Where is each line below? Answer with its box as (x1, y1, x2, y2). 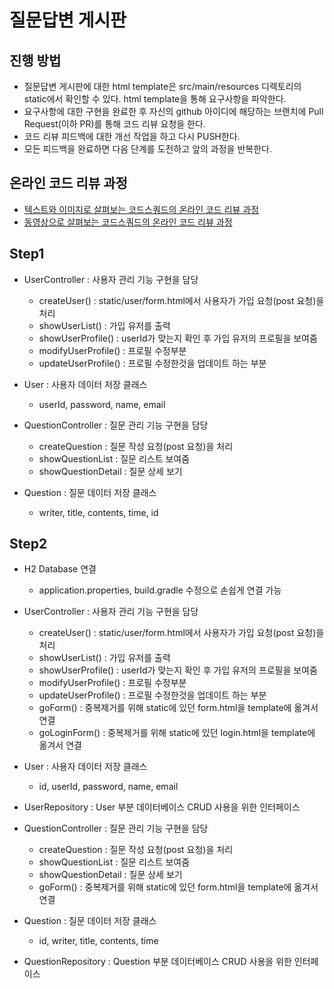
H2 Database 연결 (23, 563, 97, 575)
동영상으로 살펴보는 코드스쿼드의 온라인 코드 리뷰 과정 (23, 216, 233, 228)
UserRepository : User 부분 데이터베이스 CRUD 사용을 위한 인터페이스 (23, 801, 301, 813)
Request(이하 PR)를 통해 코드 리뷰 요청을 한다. (23, 118, 206, 130)
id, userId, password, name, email (38, 781, 179, 793)
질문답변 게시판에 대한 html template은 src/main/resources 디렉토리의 (23, 81, 302, 92)
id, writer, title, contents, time (38, 935, 159, 947)
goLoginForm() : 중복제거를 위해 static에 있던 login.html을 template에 (38, 727, 316, 739)
